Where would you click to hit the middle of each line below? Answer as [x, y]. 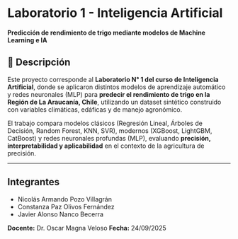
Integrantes [34, 182]
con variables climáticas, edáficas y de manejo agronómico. [95, 109]
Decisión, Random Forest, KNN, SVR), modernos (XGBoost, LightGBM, [110, 130]
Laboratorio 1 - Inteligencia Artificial [115, 13]
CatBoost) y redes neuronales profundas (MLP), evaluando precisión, [109, 138]
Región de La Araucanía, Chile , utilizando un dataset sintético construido [114, 102]
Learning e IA [27, 40]
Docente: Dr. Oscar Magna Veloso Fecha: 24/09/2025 [87, 228]
